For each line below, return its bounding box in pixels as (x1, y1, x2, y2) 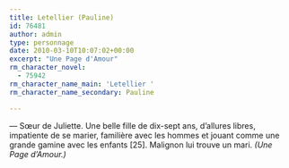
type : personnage (9, 38, 74, 47)
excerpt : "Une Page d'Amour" (9, 55, 118, 63)
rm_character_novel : (9, 63, 87, 72)
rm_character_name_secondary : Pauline (9, 88, 154, 97)
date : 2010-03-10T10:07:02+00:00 (9, 46, 135, 55)
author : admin (9, 29, 63, 38)
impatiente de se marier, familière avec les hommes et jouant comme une (9, 130, 280, 140)
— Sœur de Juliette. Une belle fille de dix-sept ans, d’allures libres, (9, 120, 256, 130)
